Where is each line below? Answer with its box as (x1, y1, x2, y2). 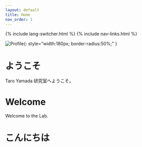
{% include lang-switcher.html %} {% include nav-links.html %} (5, 31, 137, 37)
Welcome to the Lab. (5, 113, 49, 119)
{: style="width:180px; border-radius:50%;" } (23, 41, 117, 47)
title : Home (5, 12, 30, 17)
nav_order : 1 (5, 17, 33, 22)
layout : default (5, 7, 39, 13)
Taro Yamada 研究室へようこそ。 (5, 78, 74, 84)
